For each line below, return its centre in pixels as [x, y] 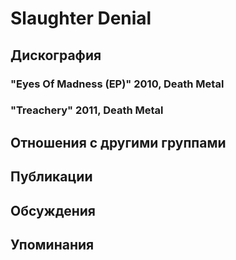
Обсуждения [53, 210]
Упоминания [52, 244]
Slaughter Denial [81, 18]
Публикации [51, 177]
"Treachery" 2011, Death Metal [87, 110]
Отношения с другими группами [118, 142]
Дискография [56, 55]
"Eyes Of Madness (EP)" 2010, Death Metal [117, 84]
